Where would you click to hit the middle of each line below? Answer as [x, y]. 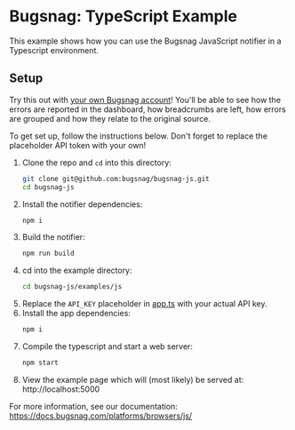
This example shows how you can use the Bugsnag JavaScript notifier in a [145, 41]
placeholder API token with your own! [78, 145]
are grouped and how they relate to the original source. [110, 118]
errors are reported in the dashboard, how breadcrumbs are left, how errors [147, 109]
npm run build [48, 254]
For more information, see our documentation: [93, 406]
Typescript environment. [54, 50]
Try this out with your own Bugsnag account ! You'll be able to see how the [145, 100]
